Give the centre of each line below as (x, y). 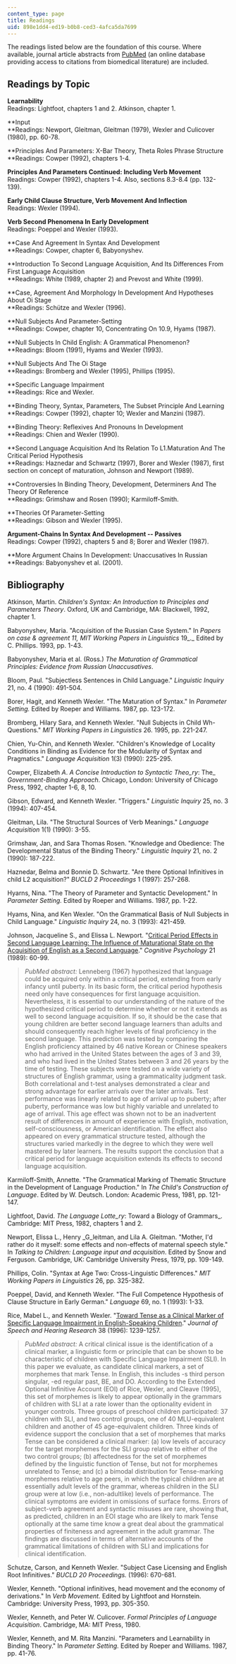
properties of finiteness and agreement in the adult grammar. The (119, 1531)
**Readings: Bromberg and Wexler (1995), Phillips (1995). (91, 371)
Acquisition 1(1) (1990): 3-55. (49, 830)
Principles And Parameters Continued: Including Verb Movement (104, 172)
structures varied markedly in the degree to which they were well (119, 1144)
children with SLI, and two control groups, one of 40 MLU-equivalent (124, 1419)
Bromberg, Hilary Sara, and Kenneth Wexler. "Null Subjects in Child (104, 722)
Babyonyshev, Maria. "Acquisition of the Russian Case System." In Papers (114, 630)
